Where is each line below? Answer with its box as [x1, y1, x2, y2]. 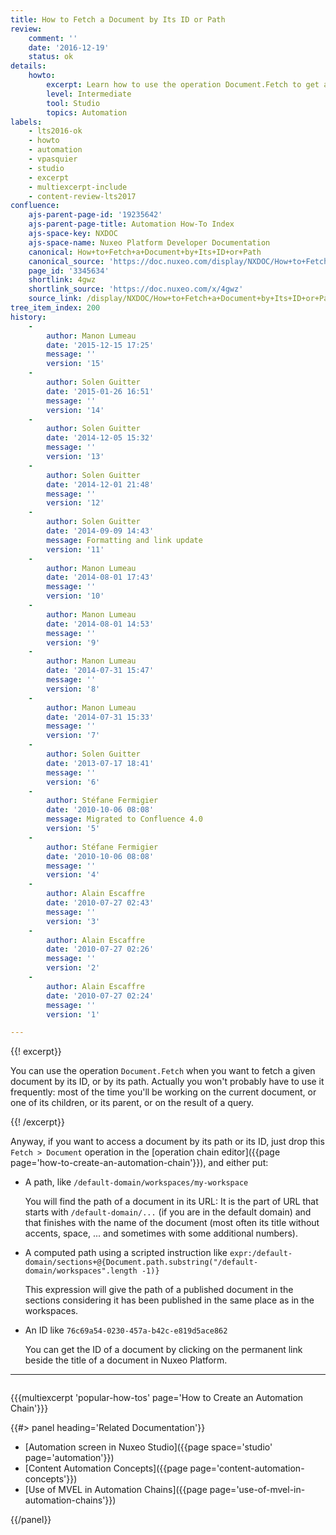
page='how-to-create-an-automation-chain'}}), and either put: [10, 1157, 269, 1169]
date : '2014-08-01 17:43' [46, 572, 155, 583]
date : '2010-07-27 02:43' [46, 898, 155, 908]
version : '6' [46, 777, 101, 787]
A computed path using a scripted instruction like [24, 1247, 228, 1259]
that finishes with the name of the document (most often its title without [24, 1217, 320, 1229]
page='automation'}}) [24, 1452, 115, 1464]
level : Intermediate [46, 89, 132, 99]
